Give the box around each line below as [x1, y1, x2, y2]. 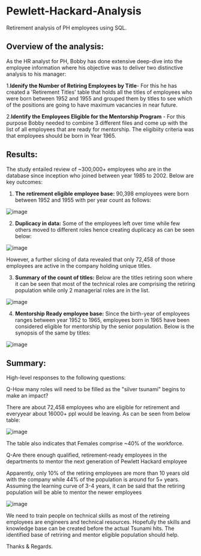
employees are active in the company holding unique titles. [6, 262, 152, 269]
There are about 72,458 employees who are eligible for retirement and [6, 404, 180, 411]
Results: [6, 149, 38, 160]
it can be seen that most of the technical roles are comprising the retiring [14, 280, 196, 287]
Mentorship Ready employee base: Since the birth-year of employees [14, 310, 190, 317]
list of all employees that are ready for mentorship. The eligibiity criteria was [6, 125, 194, 133]
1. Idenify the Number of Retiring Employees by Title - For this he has [6, 82, 177, 89]
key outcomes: [6, 178, 43, 185]
